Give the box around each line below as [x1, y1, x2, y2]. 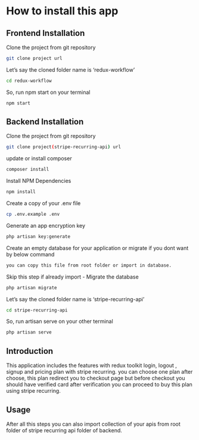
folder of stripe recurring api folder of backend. [6, 426, 122, 434]
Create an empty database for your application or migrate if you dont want [6, 244, 189, 252]
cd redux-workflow [6, 78, 52, 84]
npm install [6, 189, 36, 195]
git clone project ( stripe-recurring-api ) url [6, 144, 121, 150]
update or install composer [6, 155, 73, 162]
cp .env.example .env [6, 211, 60, 218]
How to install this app [6, 4, 119, 18]
